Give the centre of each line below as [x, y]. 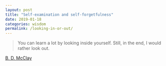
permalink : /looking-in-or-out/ [39, 29]
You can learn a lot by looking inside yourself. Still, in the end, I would [89, 43]
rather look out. [33, 48]
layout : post [19, 10]
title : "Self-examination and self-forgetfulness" [59, 15]
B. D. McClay [19, 58]
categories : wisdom [26, 24]
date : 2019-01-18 [23, 19]
